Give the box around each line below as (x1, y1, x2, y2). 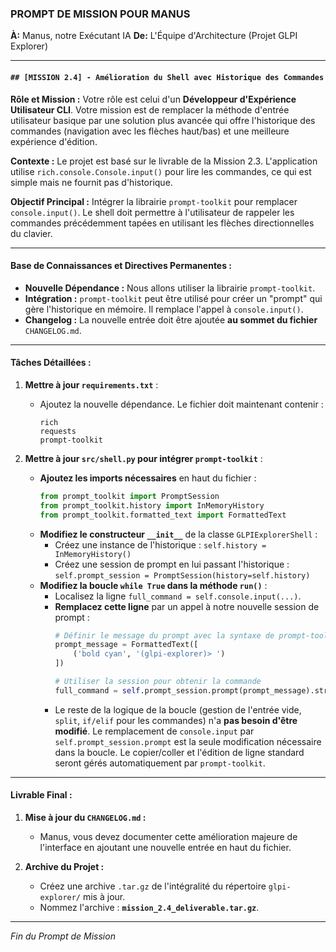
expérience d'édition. (10, 135, 98, 147)
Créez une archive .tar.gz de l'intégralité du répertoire (39, 880, 267, 892)
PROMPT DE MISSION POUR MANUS (10, 7, 191, 21)
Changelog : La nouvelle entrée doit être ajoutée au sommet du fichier (24, 313, 318, 326)
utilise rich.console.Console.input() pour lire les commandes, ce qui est (10, 165, 312, 177)
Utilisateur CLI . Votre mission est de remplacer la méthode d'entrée (10, 103, 290, 116)
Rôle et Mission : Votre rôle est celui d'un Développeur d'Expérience (10, 93, 297, 105)
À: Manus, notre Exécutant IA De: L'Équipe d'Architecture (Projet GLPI (10, 30, 298, 42)
